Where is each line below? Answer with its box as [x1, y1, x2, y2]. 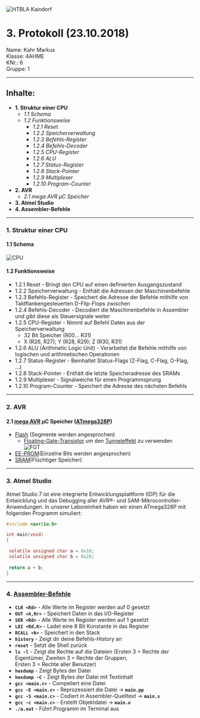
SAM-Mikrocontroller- [127, 497, 182, 504]
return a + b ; [8, 565, 44, 571]
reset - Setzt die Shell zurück [14, 642, 87, 649]
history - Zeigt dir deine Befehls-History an [14, 635, 122, 642]
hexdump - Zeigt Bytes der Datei [14, 667, 91, 674]
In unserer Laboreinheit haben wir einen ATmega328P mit [44, 503, 186, 510]
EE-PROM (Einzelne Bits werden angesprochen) [14, 450, 131, 457]
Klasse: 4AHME [6, 53, 45, 60]
